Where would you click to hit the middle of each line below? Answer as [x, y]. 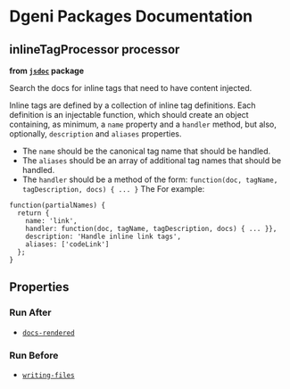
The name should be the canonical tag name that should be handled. [146, 151]
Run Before [34, 355]
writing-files [48, 375]
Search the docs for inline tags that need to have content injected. [131, 88]
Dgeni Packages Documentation [131, 17]
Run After [30, 312]
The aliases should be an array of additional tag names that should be [152, 161]
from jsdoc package [47, 70]
